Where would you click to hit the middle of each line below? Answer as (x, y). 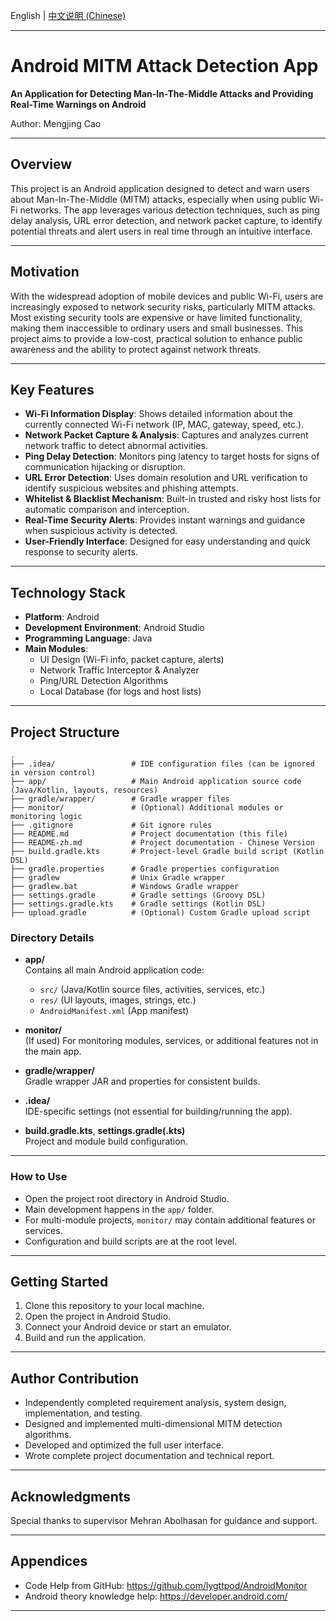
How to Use (39, 1177)
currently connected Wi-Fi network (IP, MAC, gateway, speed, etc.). (164, 425)
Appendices (49, 1561)
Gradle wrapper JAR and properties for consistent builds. (142, 1081)
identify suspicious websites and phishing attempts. (131, 488)
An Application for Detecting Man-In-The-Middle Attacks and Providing (162, 93)
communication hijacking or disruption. (105, 467)
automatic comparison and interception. (107, 510)
